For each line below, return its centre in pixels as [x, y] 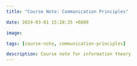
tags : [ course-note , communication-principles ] [66, 44]
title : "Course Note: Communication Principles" [67, 11]
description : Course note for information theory [69, 54]
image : [14, 33]
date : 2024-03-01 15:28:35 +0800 [47, 22]
